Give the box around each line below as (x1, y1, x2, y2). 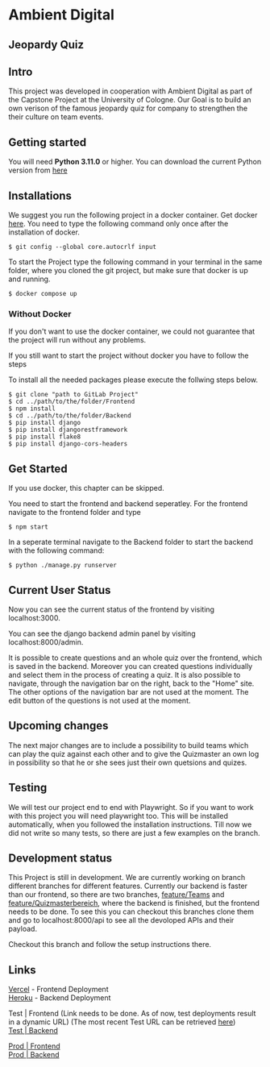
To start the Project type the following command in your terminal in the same (8, 257, 263, 267)
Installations (8, 189, 73, 202)
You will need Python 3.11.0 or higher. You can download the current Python (8, 157, 262, 167)
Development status (8, 851, 113, 865)
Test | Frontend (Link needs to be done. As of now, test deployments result (8, 1009, 256, 1019)
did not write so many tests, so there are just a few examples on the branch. (8, 828, 260, 837)
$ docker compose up (8, 290, 78, 298)
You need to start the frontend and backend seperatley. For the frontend (8, 499, 248, 509)
